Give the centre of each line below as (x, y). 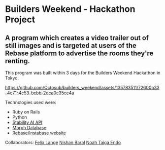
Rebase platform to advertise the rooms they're (79, 53)
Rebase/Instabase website (39, 133)
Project (20, 19)
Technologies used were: (31, 102)
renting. (18, 61)
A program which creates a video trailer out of (77, 38)
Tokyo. (12, 78)
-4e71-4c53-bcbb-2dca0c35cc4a (40, 93)
